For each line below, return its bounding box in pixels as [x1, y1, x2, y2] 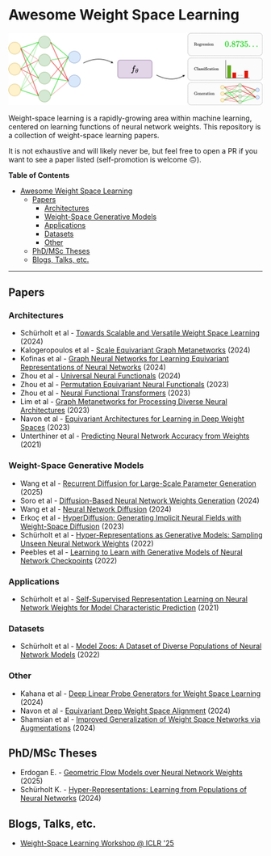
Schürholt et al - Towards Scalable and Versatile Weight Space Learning [19, 328, 260, 338]
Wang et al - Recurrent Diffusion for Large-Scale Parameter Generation [19, 479, 256, 488]
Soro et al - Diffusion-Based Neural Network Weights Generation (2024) [19, 495, 260, 505]
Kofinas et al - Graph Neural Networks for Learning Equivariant [19, 354, 229, 364]
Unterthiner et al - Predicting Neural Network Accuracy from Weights [19, 431, 250, 441]
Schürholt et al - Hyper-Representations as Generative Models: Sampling [19, 529, 263, 539]
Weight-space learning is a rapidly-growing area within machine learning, [8, 113, 252, 123]
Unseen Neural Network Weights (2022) [19, 538, 155, 548]
